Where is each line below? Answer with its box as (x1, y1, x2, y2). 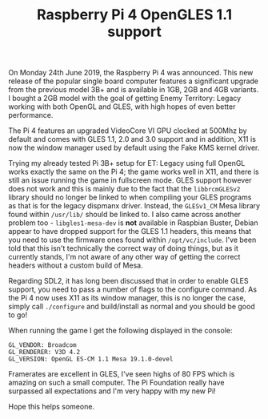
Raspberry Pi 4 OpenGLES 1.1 (36, 6, 233, 24)
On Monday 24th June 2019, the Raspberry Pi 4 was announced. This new (8, 68, 254, 78)
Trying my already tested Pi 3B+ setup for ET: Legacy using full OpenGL (8, 159, 246, 168)
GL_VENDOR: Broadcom (8, 341, 78, 349)
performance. (8, 111, 54, 120)
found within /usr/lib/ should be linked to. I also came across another (8, 210, 242, 220)
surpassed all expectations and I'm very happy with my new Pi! (8, 386, 216, 396)
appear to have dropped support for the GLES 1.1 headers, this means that (8, 227, 252, 236)
